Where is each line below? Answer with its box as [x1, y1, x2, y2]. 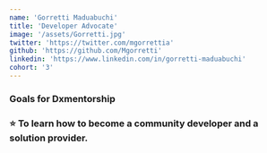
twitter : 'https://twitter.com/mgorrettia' [9, 38, 175, 47]
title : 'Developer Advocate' [9, 21, 118, 30]
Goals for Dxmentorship [9, 92, 116, 105]
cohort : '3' [9, 64, 54, 72]
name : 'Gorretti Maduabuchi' [9, 13, 118, 22]
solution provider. [9, 132, 89, 144]
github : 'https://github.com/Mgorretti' [9, 47, 163, 55]
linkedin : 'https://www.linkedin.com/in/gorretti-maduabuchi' [9, 55, 246, 64]
